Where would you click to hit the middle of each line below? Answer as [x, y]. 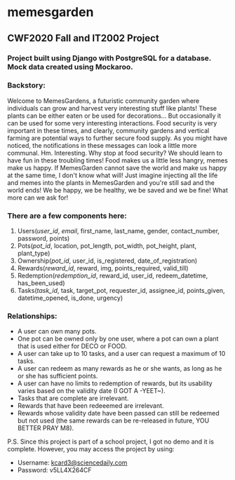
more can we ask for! [38, 198]
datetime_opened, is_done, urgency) [70, 298]
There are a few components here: [67, 216]
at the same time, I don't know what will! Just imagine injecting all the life [113, 175]
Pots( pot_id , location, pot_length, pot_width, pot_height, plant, [107, 246]
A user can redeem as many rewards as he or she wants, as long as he [120, 369]
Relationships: [32, 316]
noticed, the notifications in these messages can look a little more [102, 145]
